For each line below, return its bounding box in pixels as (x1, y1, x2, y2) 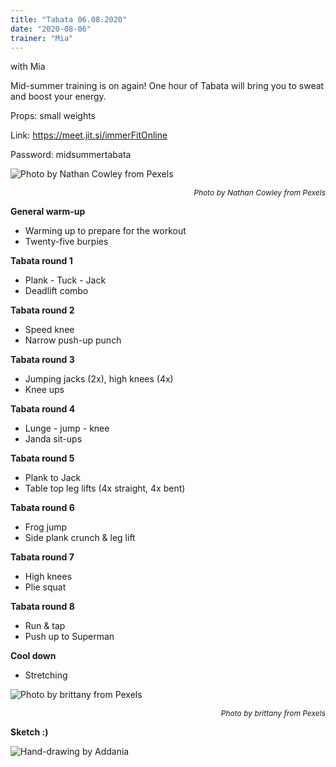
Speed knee (24, 324, 75, 336)
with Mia (10, 61, 46, 73)
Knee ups (24, 384, 65, 396)
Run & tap (24, 620, 66, 632)
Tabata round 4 (10, 403, 76, 415)
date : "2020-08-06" (10, 24, 92, 34)
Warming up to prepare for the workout (24, 225, 187, 237)
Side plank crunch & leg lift (24, 532, 136, 544)
